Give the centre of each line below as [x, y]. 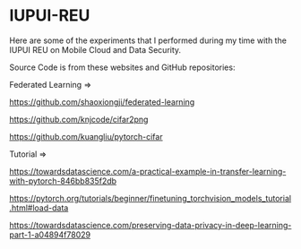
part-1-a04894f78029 [50, 235]
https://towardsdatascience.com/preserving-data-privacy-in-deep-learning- [150, 225]
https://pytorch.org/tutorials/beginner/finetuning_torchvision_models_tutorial [150, 198]
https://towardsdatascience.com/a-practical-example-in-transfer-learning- [148, 171]
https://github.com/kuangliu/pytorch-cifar [86, 136]
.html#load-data [39, 208]
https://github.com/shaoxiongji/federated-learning [102, 102]
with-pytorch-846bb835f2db [63, 181]
